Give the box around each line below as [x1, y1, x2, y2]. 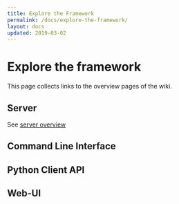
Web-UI [7, 187, 41, 199]
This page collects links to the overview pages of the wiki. [7, 82, 173, 91]
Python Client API [7, 164, 85, 176]
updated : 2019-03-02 [7, 29, 67, 37]
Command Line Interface [7, 140, 116, 152]
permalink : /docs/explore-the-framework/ [7, 17, 129, 24]
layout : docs [7, 23, 45, 30]
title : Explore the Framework [7, 10, 95, 17]
